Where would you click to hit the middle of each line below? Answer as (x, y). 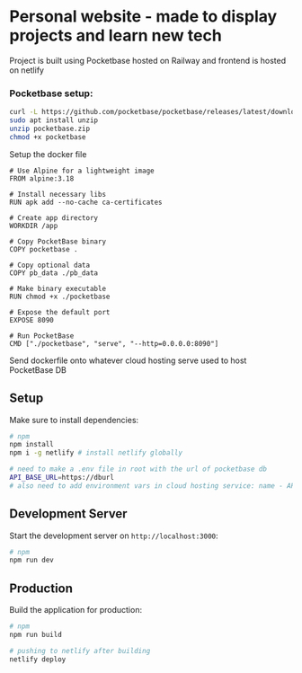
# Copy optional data (50, 265)
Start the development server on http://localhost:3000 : (114, 536)
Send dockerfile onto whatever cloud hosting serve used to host (128, 360)
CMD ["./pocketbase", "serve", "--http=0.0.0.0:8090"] (114, 343)
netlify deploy (38, 659)
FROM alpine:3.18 (42, 178)
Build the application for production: (75, 610)
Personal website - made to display (143, 17)
